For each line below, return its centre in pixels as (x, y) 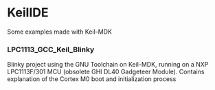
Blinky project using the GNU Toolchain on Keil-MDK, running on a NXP (108, 65)
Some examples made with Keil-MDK (59, 32)
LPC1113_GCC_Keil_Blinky (51, 49)
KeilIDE (28, 13)
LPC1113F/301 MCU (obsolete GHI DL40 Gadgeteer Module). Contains (106, 72)
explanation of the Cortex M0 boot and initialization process (92, 79)
